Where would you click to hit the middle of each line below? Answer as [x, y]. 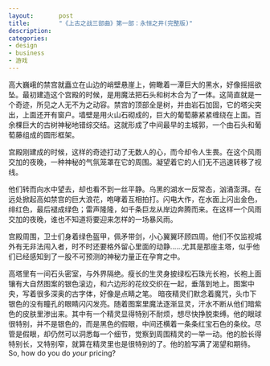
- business [27, 53]
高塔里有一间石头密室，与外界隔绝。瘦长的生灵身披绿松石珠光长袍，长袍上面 [135, 273]
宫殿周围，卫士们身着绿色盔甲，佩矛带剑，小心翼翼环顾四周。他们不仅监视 [131, 236]
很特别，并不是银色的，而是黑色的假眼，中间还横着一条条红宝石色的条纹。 [131, 323]
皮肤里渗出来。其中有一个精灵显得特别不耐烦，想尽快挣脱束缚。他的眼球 [142, 314]
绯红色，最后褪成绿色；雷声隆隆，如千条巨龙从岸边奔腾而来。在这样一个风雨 [135, 209]
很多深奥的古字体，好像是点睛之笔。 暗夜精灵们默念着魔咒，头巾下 [146, 294]
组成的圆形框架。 [50, 134]
